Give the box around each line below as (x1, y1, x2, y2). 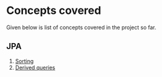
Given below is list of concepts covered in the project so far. (6, 24, 157, 31)
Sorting (15, 57, 34, 64)
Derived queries (15, 64, 56, 71)
